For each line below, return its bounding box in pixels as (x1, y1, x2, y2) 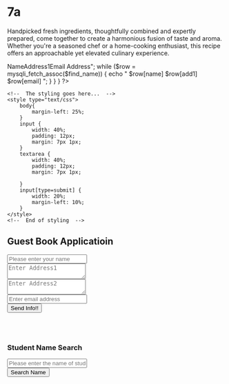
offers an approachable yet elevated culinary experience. (7, 49, 170, 57)
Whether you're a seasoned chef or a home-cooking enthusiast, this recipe (7, 41, 221, 50)
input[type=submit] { (19, 187, 81, 194)
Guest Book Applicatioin (7, 236, 114, 247)
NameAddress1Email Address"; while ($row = (7, 62, 137, 70)
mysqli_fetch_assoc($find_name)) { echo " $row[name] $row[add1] (7, 70, 198, 78)
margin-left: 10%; (32, 199, 85, 205)
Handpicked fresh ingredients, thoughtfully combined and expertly (7, 27, 197, 35)
